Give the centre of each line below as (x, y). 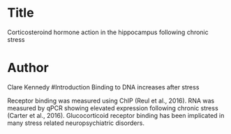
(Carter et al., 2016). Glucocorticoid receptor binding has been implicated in (116, 115)
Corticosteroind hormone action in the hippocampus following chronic (108, 32)
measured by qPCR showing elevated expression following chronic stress (113, 108)
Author (28, 68)
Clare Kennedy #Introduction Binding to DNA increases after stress (103, 87)
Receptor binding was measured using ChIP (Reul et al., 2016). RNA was (111, 100)
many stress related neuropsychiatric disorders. (76, 123)
